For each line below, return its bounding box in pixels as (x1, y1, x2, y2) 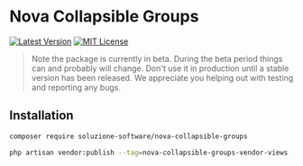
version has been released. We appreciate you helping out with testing (31, 72, 294, 83)
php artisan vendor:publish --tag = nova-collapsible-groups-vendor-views (9, 148, 289, 157)
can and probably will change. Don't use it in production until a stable (31, 63, 289, 74)
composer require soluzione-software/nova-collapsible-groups (9, 132, 248, 141)
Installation (9, 108, 74, 123)
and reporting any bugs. (31, 82, 122, 92)
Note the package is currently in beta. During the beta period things (31, 53, 283, 64)
